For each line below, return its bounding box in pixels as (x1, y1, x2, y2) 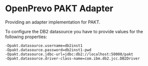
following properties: (5, 34, 47, 40)
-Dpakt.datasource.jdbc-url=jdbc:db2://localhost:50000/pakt (5, 52, 134, 57)
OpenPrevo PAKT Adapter (5, 3, 113, 14)
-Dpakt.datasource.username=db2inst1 (5, 43, 83, 48)
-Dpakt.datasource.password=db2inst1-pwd (5, 47, 92, 52)
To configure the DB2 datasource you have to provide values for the (5, 28, 143, 34)
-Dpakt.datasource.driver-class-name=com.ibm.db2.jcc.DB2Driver (5, 56, 140, 61)
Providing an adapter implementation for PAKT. (5, 19, 101, 25)
